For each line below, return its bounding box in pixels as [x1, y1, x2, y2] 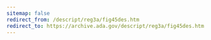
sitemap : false [6, 9, 50, 17]
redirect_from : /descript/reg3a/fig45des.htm [6, 16, 139, 23]
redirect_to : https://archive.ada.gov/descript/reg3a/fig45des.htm [6, 22, 205, 29]
